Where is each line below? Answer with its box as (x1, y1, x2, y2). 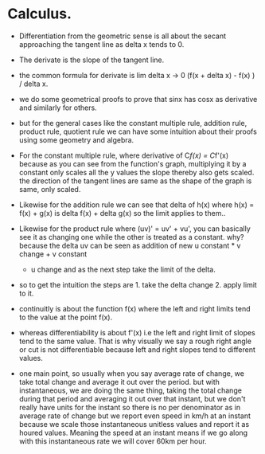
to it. (18, 288, 34, 298)
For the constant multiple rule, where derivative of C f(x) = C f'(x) (18, 151, 228, 160)
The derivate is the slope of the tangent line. (18, 55, 165, 65)
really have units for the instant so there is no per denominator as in (18, 402, 240, 412)
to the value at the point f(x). (18, 312, 113, 322)
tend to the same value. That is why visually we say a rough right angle (18, 336, 252, 346)
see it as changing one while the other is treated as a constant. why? (18, 232, 244, 241)
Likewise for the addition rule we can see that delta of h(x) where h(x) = (18, 200, 255, 209)
